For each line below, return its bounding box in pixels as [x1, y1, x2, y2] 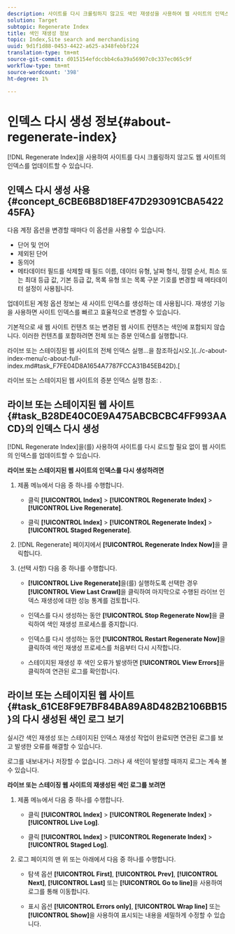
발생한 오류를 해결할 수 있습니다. [14, 742, 103, 750]
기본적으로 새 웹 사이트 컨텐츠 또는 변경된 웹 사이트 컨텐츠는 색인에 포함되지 [7, 323, 213, 331]
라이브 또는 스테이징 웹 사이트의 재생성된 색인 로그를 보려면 [7, 780, 166, 789]
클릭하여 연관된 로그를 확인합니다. [27, 667, 120, 675]
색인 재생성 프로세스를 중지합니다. [46, 619, 138, 628]
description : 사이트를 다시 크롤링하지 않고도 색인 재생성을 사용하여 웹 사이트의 [7, 10, 212, 17]
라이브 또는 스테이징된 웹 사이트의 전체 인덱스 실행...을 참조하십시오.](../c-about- [7, 347, 227, 355]
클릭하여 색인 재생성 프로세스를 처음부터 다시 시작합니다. [27, 643, 182, 652]
